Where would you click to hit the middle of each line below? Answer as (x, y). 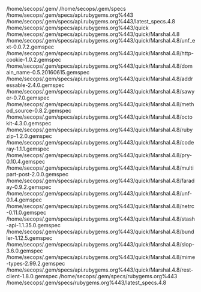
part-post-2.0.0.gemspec (37, 174)
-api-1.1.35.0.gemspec (34, 225)
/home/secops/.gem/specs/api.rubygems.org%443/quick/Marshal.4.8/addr (100, 79)
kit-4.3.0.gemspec (29, 123)
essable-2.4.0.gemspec (35, 85)
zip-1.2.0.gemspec (29, 136)
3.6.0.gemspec (25, 251)
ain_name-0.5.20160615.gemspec (48, 72)
